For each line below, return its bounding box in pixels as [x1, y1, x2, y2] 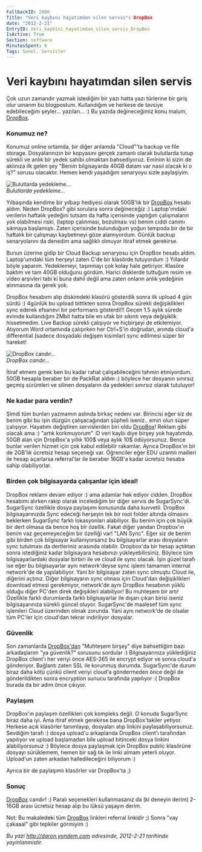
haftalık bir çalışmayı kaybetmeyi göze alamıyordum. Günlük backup [6, 231, 175, 238]
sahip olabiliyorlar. [6, 462, 51, 469]
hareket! [6, 338, 27, 346]
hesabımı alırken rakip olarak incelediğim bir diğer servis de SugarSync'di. [6, 497, 191, 505]
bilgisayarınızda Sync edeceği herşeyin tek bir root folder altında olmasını [6, 510, 189, 517]
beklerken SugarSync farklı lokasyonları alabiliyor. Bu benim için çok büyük [6, 517, 193, 524]
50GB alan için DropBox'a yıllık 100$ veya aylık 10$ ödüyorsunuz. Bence [6, 436, 186, 443]
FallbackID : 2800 [6, 9, 50, 15]
